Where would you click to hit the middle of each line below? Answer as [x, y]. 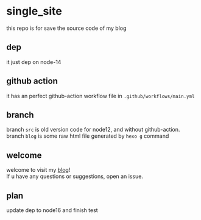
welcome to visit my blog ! [38, 170]
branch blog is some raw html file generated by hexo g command [88, 136]
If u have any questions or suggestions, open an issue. [75, 176]
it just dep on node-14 [34, 62]
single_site [34, 11]
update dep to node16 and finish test [52, 210]
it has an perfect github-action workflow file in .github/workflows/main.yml [100, 96]
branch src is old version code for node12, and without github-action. [93, 130]
